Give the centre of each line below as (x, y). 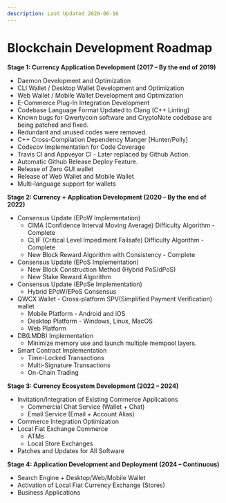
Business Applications (49, 492)
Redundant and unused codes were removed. (82, 132)
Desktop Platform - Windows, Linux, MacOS (90, 321)
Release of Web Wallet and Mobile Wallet (76, 176)
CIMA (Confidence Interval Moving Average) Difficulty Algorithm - (121, 225)
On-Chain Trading (53, 372)
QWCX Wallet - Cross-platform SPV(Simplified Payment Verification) (115, 299)
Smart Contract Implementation (62, 350)
